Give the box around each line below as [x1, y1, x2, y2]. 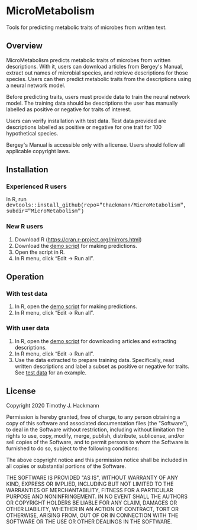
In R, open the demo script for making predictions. [14, 303, 137, 310]
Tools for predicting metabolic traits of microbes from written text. [6, 24, 167, 31]
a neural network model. [6, 82, 66, 89]
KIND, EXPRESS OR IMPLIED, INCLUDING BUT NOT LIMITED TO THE [6, 480, 174, 487]
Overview [6, 41, 43, 51]
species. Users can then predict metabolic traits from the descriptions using [6, 75, 191, 82]
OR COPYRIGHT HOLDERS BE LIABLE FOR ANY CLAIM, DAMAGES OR [6, 499, 177, 506]
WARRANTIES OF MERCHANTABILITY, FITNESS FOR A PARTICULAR [6, 486, 173, 493]
